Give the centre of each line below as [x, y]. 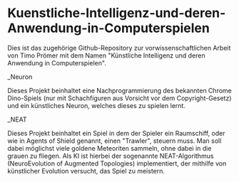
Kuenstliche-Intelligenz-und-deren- [117, 13]
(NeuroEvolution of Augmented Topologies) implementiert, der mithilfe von [117, 163]
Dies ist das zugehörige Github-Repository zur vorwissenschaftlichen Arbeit [119, 48]
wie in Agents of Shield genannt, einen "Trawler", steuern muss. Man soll [115, 141]
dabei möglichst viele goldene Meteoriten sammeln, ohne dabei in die [110, 148]
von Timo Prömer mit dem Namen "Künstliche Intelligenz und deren [106, 55]
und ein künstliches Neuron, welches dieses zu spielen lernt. [96, 105]
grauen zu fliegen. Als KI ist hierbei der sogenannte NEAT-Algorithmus [111, 156]
